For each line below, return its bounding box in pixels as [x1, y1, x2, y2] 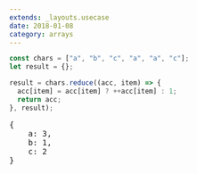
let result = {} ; [9, 62, 74, 71]
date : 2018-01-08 [9, 21, 74, 30]
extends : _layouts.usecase [9, 12, 110, 22]
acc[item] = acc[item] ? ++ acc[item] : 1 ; [17, 87, 177, 95]
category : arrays [9, 29, 74, 38]
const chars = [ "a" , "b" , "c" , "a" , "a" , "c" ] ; [9, 54, 190, 63]
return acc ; [17, 95, 62, 104]
